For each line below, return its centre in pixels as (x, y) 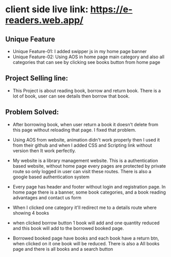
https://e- (111, 9)
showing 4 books (31, 213)
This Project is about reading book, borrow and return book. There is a (87, 90)
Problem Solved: (32, 112)
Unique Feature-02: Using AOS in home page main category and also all (89, 57)
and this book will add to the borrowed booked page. (68, 228)
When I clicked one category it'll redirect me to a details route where (84, 207)
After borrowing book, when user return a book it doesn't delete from (86, 124)
